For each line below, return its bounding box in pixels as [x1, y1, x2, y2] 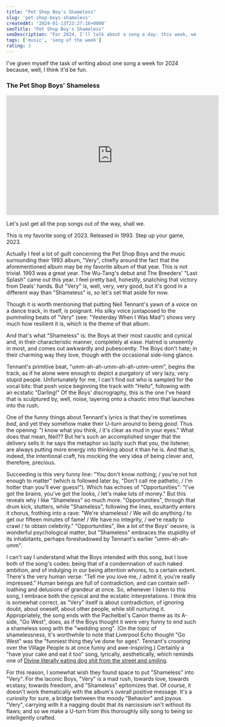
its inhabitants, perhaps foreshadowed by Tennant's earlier [6, 535, 153, 543]
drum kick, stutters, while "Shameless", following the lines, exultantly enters [6, 503, 196, 510]
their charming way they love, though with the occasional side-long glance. [6, 351, 195, 359]
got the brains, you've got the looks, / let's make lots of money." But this [6, 490, 186, 498]
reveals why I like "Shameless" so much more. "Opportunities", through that [6, 496, 196, 504]
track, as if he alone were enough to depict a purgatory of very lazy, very [6, 369, 189, 377]
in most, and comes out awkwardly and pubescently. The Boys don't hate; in [6, 345, 198, 352]
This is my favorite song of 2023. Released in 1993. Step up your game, [6, 232, 185, 239]
